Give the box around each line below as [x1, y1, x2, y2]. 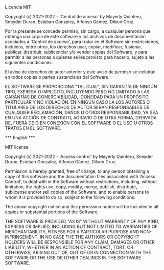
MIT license [5, 144, 29, 150]
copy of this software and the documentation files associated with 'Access [5, 174, 156, 179]
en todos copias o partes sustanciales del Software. [5, 74, 110, 80]
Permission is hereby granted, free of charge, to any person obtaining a [5, 168, 149, 174]
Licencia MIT [5, 4, 31, 10]
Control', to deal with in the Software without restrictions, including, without [5, 179, 157, 184]
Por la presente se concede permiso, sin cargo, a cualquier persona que [5, 28, 151, 34]
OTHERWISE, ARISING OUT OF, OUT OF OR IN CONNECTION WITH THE [5, 249, 152, 255]
